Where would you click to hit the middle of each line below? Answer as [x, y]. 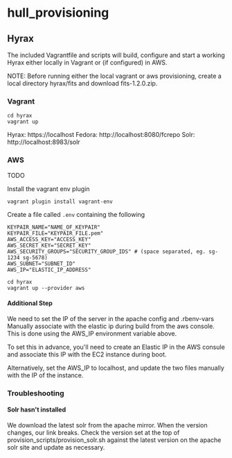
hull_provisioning [58, 13]
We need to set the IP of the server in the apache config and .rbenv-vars [111, 318]
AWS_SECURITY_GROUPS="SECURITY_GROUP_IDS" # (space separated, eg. [107, 252]
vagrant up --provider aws [46, 288]
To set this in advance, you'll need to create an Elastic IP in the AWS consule [116, 347]
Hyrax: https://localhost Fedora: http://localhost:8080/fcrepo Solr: [101, 135]
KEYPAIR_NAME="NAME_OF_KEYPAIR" [54, 227]
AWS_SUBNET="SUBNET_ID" [42, 263]
